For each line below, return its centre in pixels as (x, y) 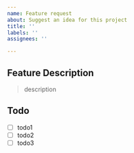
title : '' (21, 26)
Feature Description (51, 73)
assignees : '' (27, 39)
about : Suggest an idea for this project (67, 20)
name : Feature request (40, 13)
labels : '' (23, 33)
